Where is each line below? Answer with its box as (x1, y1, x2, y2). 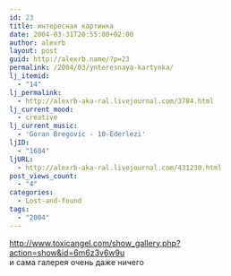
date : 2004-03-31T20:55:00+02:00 (9, 30, 134, 39)
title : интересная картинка (9, 22, 115, 30)
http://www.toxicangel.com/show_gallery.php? (9, 237, 181, 248)
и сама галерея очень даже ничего (9, 256, 145, 267)
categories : (9, 188, 54, 197)
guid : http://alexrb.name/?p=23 (9, 55, 130, 64)
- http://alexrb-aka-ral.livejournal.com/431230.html (17, 163, 222, 172)
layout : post (9, 47, 58, 56)
